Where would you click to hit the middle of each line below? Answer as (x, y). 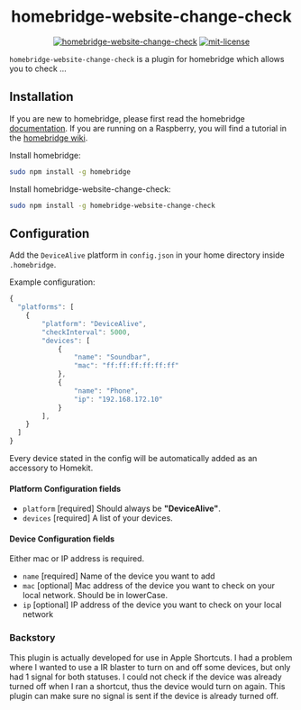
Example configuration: (53, 282)
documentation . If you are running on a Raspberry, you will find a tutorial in (148, 128)
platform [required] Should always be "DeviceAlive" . (121, 509)
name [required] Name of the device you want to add (119, 576)
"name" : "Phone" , (106, 391)
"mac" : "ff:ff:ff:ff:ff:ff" (126, 366)
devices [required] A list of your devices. (97, 518)
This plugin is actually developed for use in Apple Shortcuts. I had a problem (151, 657)
